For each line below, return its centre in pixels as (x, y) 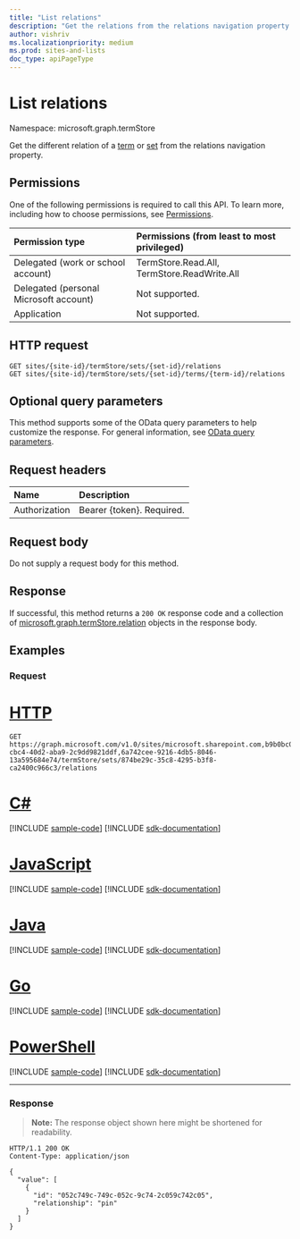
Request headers (58, 470)
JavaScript (50, 864)
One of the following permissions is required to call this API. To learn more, (147, 204)
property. (26, 155)
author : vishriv (39, 34)
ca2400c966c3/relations (54, 768)
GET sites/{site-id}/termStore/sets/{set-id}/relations (115, 366)
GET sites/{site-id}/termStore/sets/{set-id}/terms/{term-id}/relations (147, 374)
